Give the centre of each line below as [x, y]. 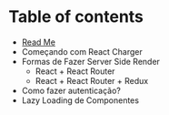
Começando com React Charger [82, 51]
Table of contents [76, 17]
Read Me [39, 42]
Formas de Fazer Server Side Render [91, 61]
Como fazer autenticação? [71, 90]
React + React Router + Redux [92, 80]
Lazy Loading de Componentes [80, 100]
